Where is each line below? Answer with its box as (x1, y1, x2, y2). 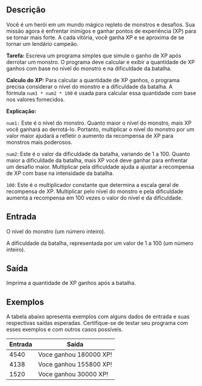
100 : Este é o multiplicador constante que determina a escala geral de (6, 181, 179, 188)
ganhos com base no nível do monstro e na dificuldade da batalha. (6, 65, 172, 72)
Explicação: (6, 107, 37, 114)
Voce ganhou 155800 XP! (38, 360, 113, 368)
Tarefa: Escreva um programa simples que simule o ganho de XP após (6, 51, 182, 59)
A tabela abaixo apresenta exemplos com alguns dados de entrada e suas (6, 313, 190, 320)
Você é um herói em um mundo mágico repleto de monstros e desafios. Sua (6, 21, 195, 28)
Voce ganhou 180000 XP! (38, 350, 113, 359)
